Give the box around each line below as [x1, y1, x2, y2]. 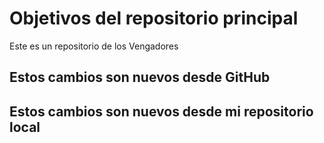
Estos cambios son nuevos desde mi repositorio [9, 103, 314, 120]
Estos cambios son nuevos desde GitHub [9, 69, 271, 86]
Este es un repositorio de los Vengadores [9, 40, 179, 52]
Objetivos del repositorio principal [9, 7, 299, 30]
